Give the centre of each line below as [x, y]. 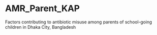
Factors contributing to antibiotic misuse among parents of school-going [78, 22]
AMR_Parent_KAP [43, 9]
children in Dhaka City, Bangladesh [41, 27]
